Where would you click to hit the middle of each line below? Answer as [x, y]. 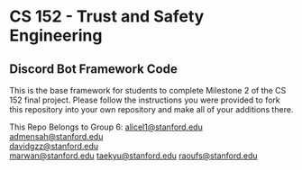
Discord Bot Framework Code [93, 69]
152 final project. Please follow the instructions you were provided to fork [145, 100]
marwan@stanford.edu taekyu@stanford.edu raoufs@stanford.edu [134, 156]
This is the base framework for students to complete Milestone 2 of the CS [148, 90]
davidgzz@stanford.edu [54, 146]
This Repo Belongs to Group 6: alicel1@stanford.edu [106, 127]
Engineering [56, 36]
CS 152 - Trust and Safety [107, 17]
